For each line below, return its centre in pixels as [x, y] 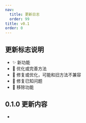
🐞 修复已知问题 [27, 81]
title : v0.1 [17, 24]
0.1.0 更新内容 [26, 104]
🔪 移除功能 [23, 87]
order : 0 [14, 28]
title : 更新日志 [25, 14]
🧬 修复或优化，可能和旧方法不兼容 [46, 74]
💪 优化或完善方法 [29, 68]
